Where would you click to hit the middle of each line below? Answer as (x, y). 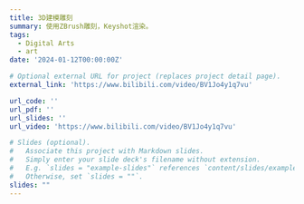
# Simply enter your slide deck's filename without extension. (135, 160)
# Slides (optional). (50, 143)
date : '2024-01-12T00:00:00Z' (66, 60)
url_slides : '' (38, 118)
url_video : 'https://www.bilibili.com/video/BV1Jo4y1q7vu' (123, 126)
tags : (19, 34)
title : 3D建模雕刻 (42, 18)
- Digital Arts (46, 43)
